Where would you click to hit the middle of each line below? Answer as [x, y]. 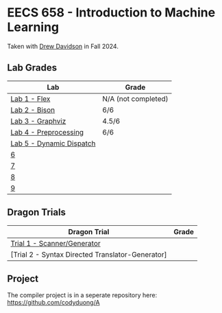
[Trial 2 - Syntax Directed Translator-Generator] [89, 254]
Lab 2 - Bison [33, 110]
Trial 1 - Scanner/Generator [56, 243]
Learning [33, 27]
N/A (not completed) [136, 99]
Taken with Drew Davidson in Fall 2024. [63, 46]
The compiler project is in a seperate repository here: [82, 295]
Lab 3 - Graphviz [38, 121]
